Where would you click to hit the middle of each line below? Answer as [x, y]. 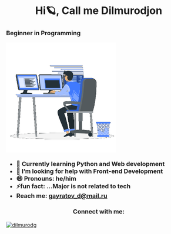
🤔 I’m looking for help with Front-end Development [90, 171]
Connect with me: [99, 211]
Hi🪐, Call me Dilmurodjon [99, 11]
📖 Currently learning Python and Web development [90, 164]
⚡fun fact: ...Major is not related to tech [73, 186]
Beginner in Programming [43, 33]
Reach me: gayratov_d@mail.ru [62, 195]
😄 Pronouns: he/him [46, 178]
